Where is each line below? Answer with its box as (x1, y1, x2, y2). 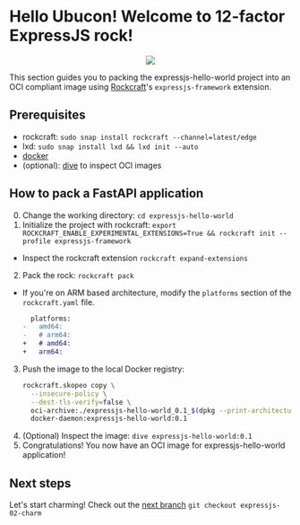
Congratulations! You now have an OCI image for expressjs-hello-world (21, 440, 286, 451)
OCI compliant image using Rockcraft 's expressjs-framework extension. (9, 81, 271, 92)
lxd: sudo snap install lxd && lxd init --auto (21, 141, 199, 152)
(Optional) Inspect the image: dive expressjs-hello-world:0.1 (21, 431, 253, 442)
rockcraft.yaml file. (21, 296, 96, 307)
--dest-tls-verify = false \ (30, 398, 132, 407)
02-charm (9, 509, 42, 518)
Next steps (9, 476, 72, 491)
